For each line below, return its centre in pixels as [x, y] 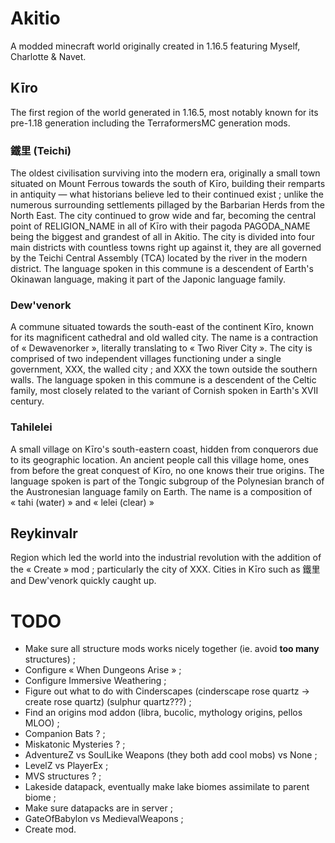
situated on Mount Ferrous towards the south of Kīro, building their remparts [168, 184]
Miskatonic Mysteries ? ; [75, 744]
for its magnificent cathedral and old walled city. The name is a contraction [164, 338]
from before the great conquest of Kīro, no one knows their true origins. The [167, 470]
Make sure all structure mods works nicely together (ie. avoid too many [172, 649]
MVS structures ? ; [63, 776]
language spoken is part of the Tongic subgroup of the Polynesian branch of [167, 481]
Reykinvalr [44, 533]
